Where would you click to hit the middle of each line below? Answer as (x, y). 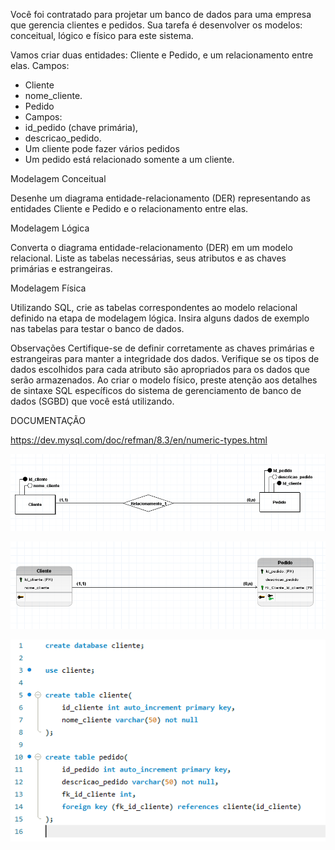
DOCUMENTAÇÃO (48, 420)
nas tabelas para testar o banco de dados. (97, 328)
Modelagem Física (48, 288)
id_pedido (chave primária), (81, 127)
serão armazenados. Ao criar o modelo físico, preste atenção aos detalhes (164, 380)
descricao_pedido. (63, 138)
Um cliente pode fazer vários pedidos (102, 148)
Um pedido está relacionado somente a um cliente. (129, 159)
